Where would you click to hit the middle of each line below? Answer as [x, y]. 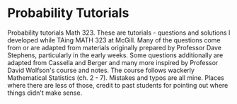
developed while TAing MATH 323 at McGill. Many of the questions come [114, 40]
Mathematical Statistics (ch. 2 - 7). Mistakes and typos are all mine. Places [116, 77]
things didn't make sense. [45, 93]
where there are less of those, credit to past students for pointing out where [118, 85]
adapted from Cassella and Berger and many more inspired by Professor [113, 62]
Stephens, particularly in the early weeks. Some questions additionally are [115, 55]
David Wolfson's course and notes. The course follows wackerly [101, 70]
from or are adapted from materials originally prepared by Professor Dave [114, 47]
